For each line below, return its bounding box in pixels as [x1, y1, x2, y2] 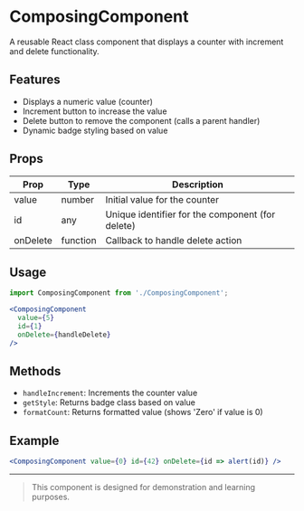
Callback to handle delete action [105, 233, 242, 246]
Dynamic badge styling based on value [22, 125, 168, 136]
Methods [9, 364, 62, 379]
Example [9, 432, 60, 449]
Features [9, 72, 61, 88]
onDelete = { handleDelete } [17, 330, 111, 339]
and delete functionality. [9, 45, 100, 56]
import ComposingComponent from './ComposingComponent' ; [9, 289, 229, 298]
